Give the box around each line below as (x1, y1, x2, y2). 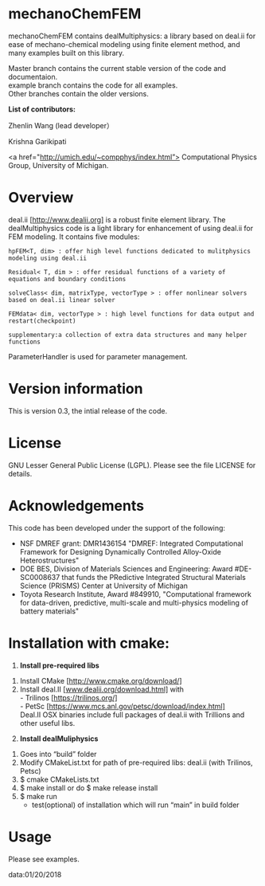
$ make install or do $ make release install (19, 782, 158, 793)
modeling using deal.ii (8, 254, 88, 262)
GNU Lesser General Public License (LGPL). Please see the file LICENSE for (8, 460, 256, 470)
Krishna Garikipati (8, 136, 67, 146)
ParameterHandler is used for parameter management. (8, 351, 189, 361)
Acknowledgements (8, 496, 145, 515)
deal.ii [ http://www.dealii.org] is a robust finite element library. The (8, 214, 226, 224)
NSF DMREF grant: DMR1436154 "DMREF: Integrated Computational (19, 539, 244, 548)
